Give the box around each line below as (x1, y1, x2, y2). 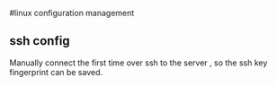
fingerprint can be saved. (9, 66, 103, 77)
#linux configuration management (9, 8, 135, 18)
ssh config (9, 33, 70, 48)
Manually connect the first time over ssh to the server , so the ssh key (9, 57, 268, 68)
